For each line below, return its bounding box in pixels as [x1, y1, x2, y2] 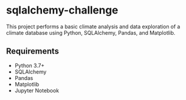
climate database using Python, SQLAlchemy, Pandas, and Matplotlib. [6, 29, 176, 36]
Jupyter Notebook [14, 86, 59, 94]
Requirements [6, 46, 59, 56]
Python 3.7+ [14, 62, 45, 69]
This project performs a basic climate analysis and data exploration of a [6, 23, 180, 30]
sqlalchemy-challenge [6, 4, 119, 17]
